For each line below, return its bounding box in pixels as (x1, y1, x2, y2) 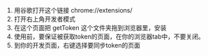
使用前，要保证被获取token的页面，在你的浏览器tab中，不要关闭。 (13, 32, 205, 41)
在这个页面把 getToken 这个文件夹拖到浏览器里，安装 (13, 24, 167, 31)
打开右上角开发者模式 (13, 15, 75, 23)
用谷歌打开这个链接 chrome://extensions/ (13, 6, 133, 14)
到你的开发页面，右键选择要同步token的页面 (13, 41, 141, 49)
